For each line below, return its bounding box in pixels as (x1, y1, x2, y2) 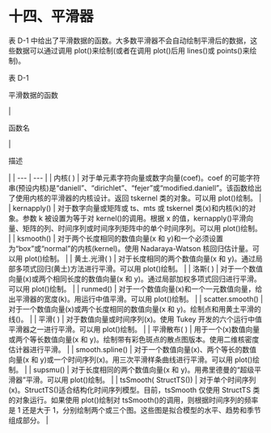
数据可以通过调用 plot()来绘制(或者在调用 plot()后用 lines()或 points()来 (15, 45, 250, 55)
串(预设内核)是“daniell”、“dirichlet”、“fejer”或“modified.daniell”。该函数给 (8, 183, 255, 192)
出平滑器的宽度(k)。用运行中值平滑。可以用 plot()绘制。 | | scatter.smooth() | (8, 294, 264, 304)
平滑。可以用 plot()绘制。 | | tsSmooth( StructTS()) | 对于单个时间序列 (25, 375, 256, 385)
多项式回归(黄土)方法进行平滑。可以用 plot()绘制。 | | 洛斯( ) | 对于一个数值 (15, 263, 264, 273)
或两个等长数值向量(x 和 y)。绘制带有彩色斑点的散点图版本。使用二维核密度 (8, 334, 260, 344)
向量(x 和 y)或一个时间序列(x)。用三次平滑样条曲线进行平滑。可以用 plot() (8, 355, 253, 364)
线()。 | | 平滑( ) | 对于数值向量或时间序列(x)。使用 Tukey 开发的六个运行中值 (8, 314, 263, 324)
